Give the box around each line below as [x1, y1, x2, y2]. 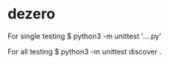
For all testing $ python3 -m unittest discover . [7, 46, 163, 56]
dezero [7, 5, 56, 23]
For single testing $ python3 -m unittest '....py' [7, 31, 162, 41]
